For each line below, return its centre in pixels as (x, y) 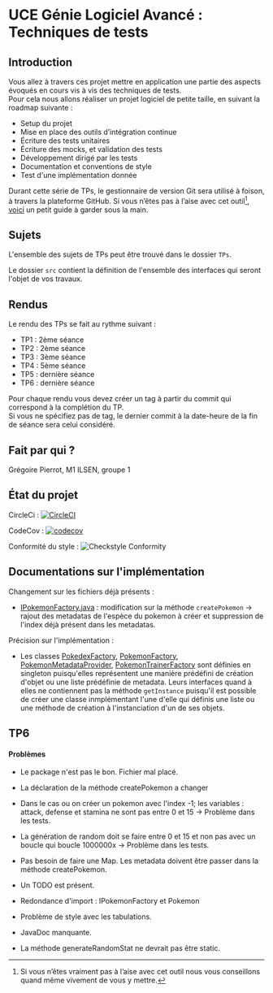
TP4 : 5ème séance (53, 366)
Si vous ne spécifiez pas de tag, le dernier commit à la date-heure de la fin (133, 416)
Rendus (28, 304)
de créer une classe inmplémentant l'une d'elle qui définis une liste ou (137, 699)
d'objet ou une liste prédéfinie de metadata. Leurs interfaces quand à (136, 682)
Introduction (41, 62)
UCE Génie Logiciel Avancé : (106, 15)
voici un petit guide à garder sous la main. (78, 210)
